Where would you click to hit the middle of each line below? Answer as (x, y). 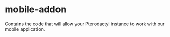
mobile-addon (36, 10)
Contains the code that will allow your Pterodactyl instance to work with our (85, 24)
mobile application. (25, 29)
